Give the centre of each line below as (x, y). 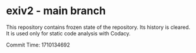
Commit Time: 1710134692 (38, 45)
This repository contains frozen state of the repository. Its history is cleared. (98, 27)
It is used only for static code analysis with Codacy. (68, 33)
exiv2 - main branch (56, 11)
